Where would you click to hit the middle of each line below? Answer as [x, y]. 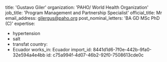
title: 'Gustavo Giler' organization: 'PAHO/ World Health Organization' [77, 7]
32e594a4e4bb [29, 55]
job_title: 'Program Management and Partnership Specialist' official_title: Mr [84, 13]
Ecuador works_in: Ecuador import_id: [52, 50]
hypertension [26, 33]
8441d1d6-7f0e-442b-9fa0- [122, 50]
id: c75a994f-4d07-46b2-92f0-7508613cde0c [95, 55]
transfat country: [30, 44]
